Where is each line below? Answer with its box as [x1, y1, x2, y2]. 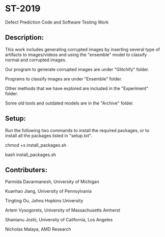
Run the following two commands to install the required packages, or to [5, 127, 150, 133]
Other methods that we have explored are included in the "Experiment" [5, 85, 149, 91]
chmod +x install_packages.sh [5, 142, 67, 148]
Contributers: [5, 165, 48, 174]
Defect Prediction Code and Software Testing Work [5, 19, 109, 25]
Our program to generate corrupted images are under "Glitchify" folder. [5, 66, 150, 72]
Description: [5, 33, 44, 42]
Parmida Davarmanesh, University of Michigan [5, 179, 99, 184]
